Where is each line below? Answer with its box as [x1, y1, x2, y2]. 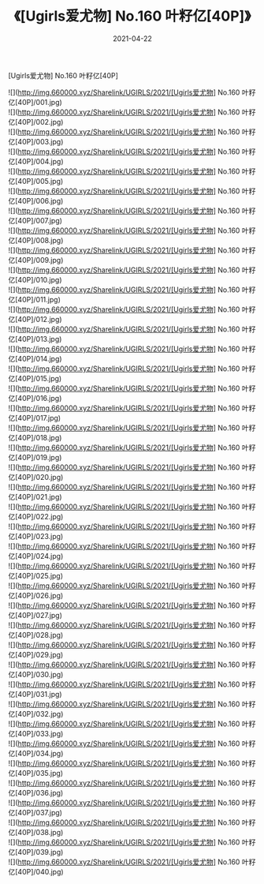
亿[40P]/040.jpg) [8, 867, 65, 876]
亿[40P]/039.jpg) [8, 847, 64, 856]
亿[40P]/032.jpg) [8, 709, 64, 718]
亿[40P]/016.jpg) [8, 393, 62, 403]
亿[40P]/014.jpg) [8, 354, 62, 363]
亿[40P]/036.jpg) [8, 788, 64, 797]
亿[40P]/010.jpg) [8, 275, 62, 284]
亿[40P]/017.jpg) [8, 413, 61, 422]
